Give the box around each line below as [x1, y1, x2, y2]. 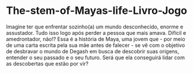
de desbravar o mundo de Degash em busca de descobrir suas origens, [6, 48, 180, 54]
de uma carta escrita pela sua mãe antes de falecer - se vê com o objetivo [6, 42, 185, 49]
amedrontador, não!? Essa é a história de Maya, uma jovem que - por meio [6, 35, 185, 42]
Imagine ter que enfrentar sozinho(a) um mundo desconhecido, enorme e [6, 23, 184, 30]
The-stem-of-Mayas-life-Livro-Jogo [6, 4, 188, 17]
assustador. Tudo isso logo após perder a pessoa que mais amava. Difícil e [6, 29, 187, 36]
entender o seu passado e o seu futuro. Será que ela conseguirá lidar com [6, 54, 185, 61]
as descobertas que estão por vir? [6, 60, 89, 67]
